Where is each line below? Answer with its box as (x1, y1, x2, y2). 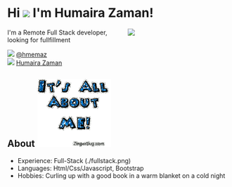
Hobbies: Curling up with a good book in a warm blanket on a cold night (17, 171, 226, 180)
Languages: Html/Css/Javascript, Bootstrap (17, 164, 144, 172)
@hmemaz (15, 50, 48, 58)
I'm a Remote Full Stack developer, (7, 28, 108, 37)
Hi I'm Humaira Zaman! (7, 5, 154, 21)
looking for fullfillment (7, 35, 71, 44)
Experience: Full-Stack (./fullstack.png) (17, 156, 131, 165)
